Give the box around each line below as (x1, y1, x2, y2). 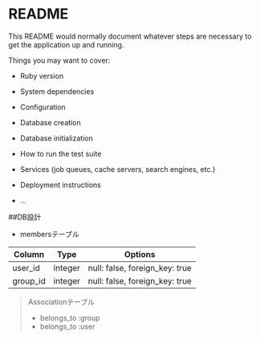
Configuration (19, 102, 66, 112)
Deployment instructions (19, 180, 102, 190)
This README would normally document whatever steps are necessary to (8, 31, 252, 41)
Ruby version (19, 71, 64, 80)
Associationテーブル (27, 296, 95, 306)
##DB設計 (8, 212, 42, 222)
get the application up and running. (8, 39, 124, 49)
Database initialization (19, 133, 94, 143)
